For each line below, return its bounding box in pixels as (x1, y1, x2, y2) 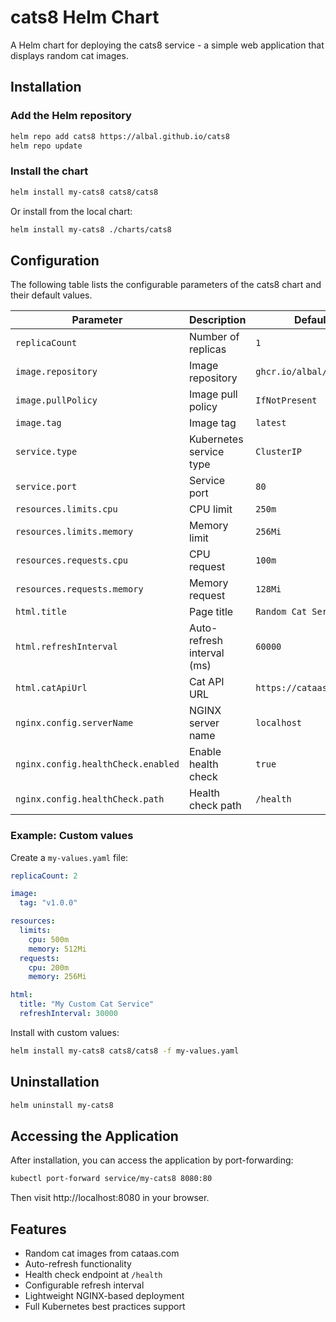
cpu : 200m (28, 962, 70, 973)
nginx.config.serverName (15, 717, 134, 729)
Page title (188, 605, 234, 619)
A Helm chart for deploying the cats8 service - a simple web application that (10, 39, 325, 51)
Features (10, 1221, 67, 1238)
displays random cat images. (10, 49, 129, 61)
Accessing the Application (10, 1127, 179, 1145)
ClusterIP (255, 446, 303, 458)
